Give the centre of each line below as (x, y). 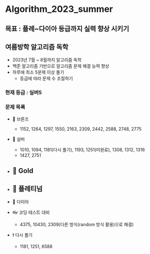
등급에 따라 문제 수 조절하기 (46, 78)
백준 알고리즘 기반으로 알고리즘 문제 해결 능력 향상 (61, 66)
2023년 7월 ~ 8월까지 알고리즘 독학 (47, 60)
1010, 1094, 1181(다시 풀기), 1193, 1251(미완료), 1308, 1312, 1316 (82, 149)
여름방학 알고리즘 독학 (37, 47)
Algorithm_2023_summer (59, 9)
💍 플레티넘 (27, 189)
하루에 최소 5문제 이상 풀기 (38, 72)
